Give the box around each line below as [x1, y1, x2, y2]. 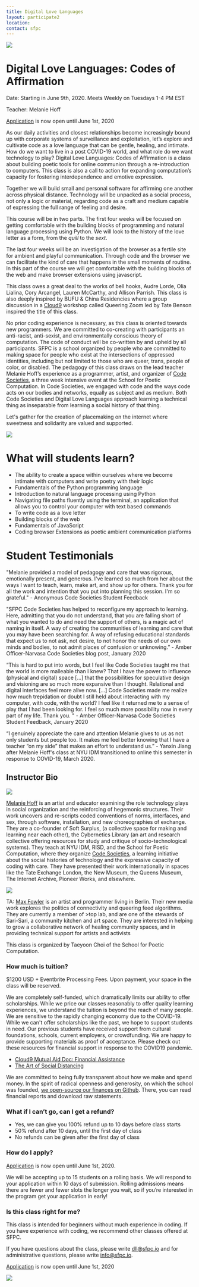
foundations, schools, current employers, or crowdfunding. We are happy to [6, 1032, 192, 1039]
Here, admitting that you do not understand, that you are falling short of [6, 612, 181, 619]
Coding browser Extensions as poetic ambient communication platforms [14, 528, 192, 536]
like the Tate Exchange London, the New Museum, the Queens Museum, [6, 869, 183, 876]
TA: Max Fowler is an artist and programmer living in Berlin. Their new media [6, 898, 193, 905]
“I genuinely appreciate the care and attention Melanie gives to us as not [6, 730, 184, 737]
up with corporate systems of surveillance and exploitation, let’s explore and [6, 135, 193, 143]
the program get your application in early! [6, 1192, 108, 1199]
